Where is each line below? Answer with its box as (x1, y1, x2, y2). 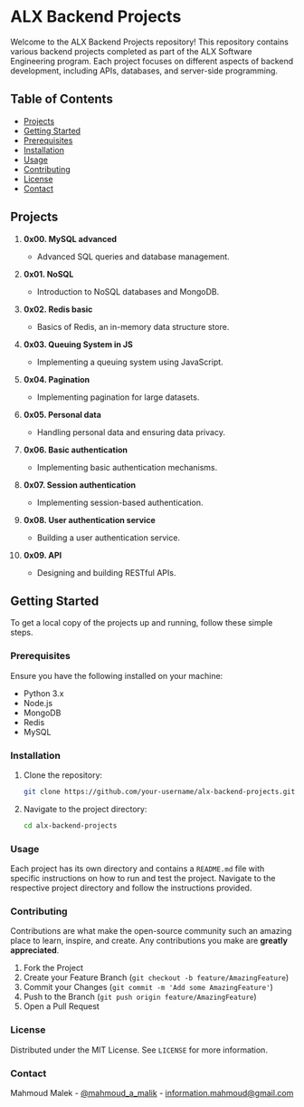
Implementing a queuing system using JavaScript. (36, 356, 224, 367)
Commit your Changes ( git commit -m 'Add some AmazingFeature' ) (23, 982, 274, 993)
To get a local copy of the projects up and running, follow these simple (10, 617, 273, 628)
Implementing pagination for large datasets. (36, 392, 200, 403)
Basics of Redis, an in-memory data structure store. (36, 321, 230, 332)
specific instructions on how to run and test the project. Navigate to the (10, 873, 276, 884)
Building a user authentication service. (36, 532, 180, 543)
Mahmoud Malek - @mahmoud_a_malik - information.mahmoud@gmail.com (10, 1087, 294, 1098)
